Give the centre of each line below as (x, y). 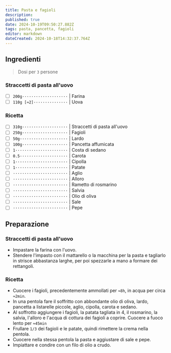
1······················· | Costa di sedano (59, 150)
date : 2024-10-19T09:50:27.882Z (40, 24)
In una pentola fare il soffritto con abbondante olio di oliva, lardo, (81, 302)
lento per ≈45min (30, 323)
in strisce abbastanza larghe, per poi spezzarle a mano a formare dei (85, 261)
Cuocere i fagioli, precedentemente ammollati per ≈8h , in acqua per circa (89, 290)
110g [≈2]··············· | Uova (48, 102)
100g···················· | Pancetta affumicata (63, 144)
